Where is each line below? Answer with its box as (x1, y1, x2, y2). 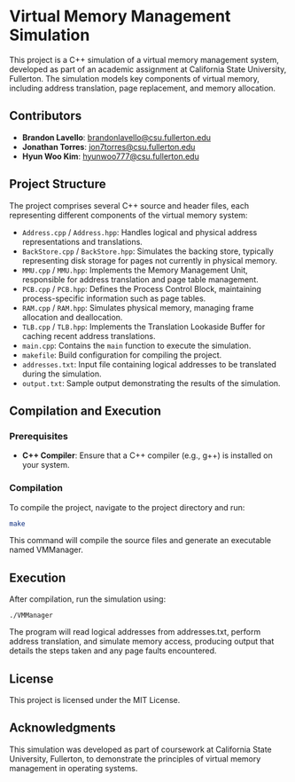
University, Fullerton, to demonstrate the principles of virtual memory (9, 753, 261, 764)
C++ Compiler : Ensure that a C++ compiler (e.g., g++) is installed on (21, 450, 273, 461)
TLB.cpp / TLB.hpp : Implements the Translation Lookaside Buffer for (21, 321, 266, 332)
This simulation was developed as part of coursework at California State (9, 744, 272, 754)
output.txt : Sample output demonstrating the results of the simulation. (21, 377, 281, 388)
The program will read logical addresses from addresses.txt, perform (9, 627, 261, 637)
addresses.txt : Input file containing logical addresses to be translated (21, 359, 277, 369)
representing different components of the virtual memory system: (9, 209, 248, 220)
